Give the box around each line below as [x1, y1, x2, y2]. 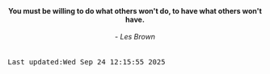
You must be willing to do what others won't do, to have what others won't [8, 6, 262, 15]
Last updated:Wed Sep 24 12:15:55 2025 [7, 58, 166, 66]
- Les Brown [115, 32, 155, 41]
